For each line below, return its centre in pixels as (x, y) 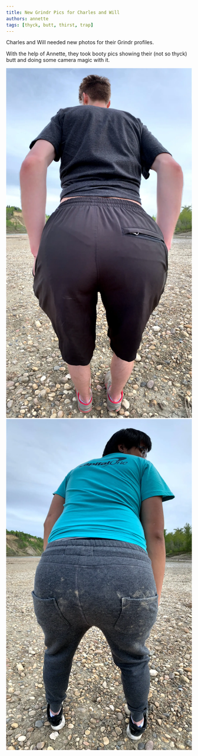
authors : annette (27, 19)
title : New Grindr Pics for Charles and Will (63, 12)
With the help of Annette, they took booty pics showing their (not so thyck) (97, 54)
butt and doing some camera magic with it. (58, 60)
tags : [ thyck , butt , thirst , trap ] (50, 25)
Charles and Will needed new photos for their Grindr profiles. (80, 42)
